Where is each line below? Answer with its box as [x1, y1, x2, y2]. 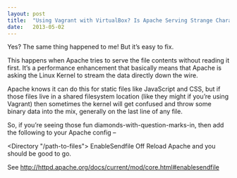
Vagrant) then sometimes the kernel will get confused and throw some [7, 100, 212, 108]
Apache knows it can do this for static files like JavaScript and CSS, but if [7, 85, 221, 94]
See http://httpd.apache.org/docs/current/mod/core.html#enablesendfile [7, 163, 220, 172]
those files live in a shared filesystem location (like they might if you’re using [7, 92, 229, 101]
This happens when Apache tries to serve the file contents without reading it [7, 56, 230, 65]
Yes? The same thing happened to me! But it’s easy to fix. [7, 43, 174, 51]
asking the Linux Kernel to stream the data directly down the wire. [7, 71, 199, 80]
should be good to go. [7, 149, 72, 158]
